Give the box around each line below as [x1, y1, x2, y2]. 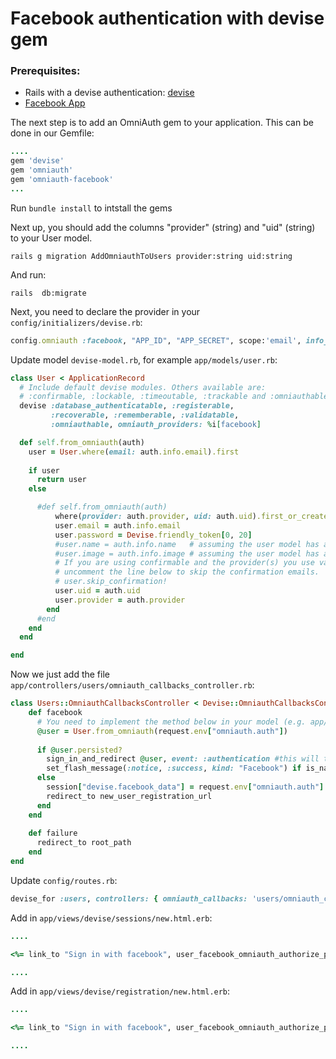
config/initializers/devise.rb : [10, 316, 143, 328]
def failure [28, 828, 78, 839]
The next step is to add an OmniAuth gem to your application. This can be [10, 117, 314, 129]
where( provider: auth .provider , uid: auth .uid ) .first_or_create [54, 512, 329, 522]
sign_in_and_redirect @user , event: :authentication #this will [46, 754, 320, 764]
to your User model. [10, 232, 93, 244]
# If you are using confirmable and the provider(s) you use [54, 558, 315, 568]
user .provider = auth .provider [54, 595, 186, 605]
